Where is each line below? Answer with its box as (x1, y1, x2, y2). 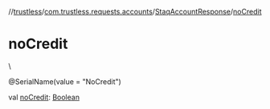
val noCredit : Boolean (8, 92, 80, 102)
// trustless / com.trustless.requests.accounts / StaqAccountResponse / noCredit (8, 7, 262, 16)
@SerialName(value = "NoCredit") (8, 76, 122, 87)
